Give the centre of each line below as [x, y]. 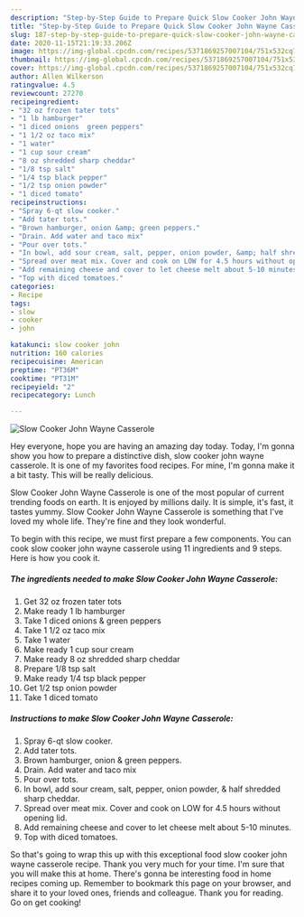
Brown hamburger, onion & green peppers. [102, 761]
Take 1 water [46, 640]
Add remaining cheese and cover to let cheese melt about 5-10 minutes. [157, 828]
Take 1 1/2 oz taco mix [64, 631]
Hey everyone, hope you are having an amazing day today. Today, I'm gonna [152, 446]
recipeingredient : [45, 102]
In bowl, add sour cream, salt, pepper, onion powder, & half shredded [152, 789]
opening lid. [45, 818]
